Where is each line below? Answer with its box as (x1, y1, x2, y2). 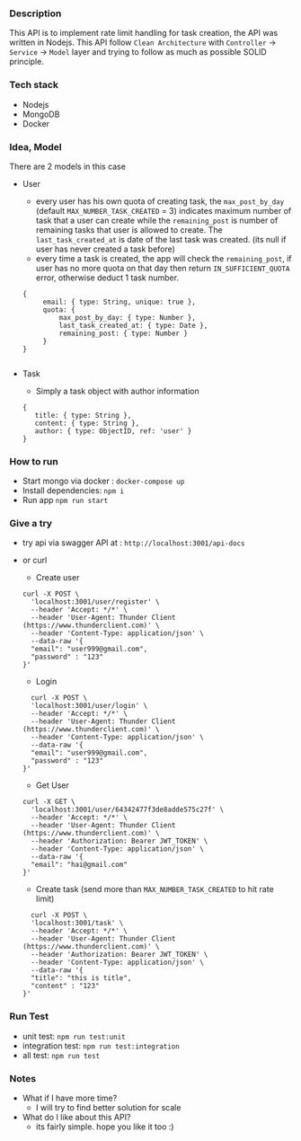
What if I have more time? (22, 1092, 118, 1103)
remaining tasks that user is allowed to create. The (35, 224, 223, 235)
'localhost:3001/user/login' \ (31, 702, 148, 711)
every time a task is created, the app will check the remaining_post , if (35, 252, 292, 263)
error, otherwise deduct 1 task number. (35, 272, 180, 283)
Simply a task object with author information (35, 385, 199, 396)
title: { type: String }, (34, 411, 132, 420)
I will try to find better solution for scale (35, 1102, 181, 1113)
